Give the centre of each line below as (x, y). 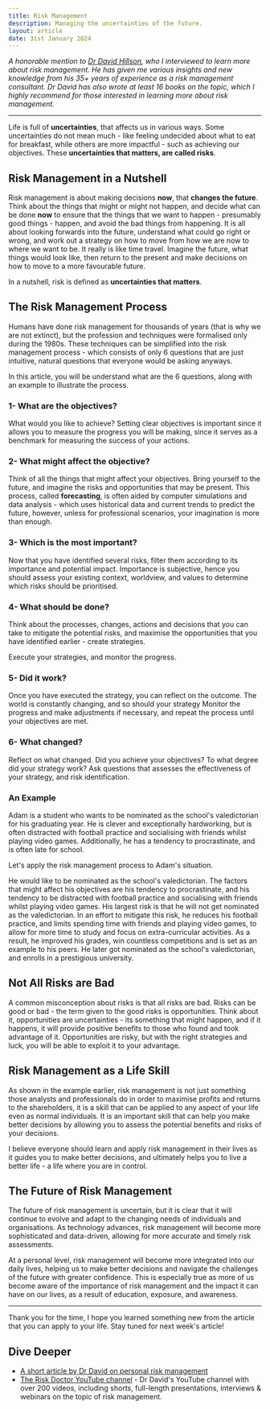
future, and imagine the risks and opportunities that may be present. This (129, 488)
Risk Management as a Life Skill (89, 1071)
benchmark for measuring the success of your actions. (99, 441)
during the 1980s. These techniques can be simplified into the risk (118, 343)
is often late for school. (46, 849)
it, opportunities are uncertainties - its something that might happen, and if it (135, 1020)
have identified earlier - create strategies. (77, 642)
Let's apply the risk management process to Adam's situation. (111, 865)
